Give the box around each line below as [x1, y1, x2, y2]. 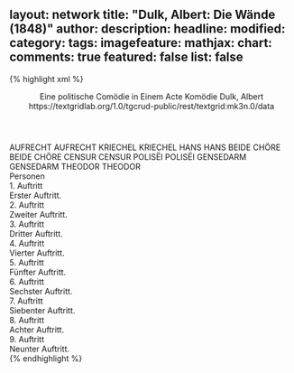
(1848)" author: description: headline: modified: [9, 22, 286, 37]
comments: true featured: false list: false [9, 50, 243, 65]
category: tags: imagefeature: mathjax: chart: [9, 35, 272, 51]
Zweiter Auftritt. [9, 209, 68, 219]
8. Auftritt [9, 314, 45, 325]
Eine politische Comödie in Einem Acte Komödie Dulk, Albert [39, 90, 264, 102]
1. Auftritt [9, 180, 43, 191]
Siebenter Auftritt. [9, 304, 76, 315]
